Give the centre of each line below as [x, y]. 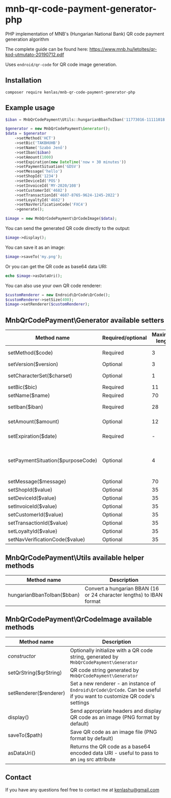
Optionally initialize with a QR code [111, 650]
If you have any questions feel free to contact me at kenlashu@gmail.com [82, 790]
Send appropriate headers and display [116, 711]
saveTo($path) [25, 735]
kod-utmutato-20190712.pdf [35, 55]
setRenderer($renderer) [36, 693]
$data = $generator [26, 134]
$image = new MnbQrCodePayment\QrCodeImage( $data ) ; [61, 219]
